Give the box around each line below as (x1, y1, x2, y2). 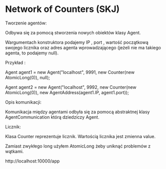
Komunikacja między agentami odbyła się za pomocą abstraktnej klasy (5, 109, 150, 115)
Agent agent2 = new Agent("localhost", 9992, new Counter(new (5, 84, 137, 90)
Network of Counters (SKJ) (5, 3, 120, 15)
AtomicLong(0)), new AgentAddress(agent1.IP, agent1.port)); (5, 89, 129, 95)
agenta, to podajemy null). (5, 50, 59, 56)
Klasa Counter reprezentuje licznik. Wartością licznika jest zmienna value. (5, 133, 156, 139)
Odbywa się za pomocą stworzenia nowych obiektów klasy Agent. (5, 29, 141, 35)
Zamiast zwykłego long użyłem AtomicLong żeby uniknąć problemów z (5, 143, 151, 149)
